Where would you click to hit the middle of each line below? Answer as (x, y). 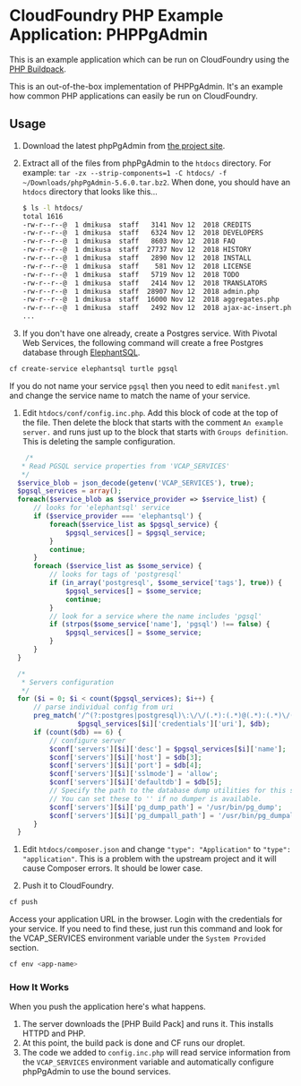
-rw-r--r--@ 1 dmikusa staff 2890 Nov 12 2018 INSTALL (137, 258)
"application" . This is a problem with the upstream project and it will (149, 859)
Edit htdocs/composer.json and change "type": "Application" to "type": (156, 849)
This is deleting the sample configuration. (99, 441)
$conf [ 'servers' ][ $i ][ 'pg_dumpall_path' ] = (132, 815)
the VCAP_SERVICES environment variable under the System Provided (138, 938)
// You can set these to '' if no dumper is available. (155, 798)
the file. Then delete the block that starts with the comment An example (153, 422)
